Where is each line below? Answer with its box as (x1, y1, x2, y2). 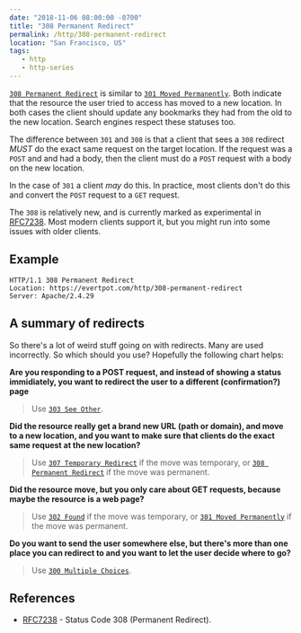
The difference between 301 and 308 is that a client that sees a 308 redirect (9, 134, 285, 145)
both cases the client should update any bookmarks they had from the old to (9, 107, 292, 118)
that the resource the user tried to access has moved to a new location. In (9, 97, 282, 108)
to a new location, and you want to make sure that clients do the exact (9, 430, 276, 441)
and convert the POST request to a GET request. (9, 189, 180, 200)
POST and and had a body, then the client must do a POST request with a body (9, 153, 292, 163)
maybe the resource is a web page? (9, 493, 145, 504)
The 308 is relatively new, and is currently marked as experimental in (9, 207, 262, 217)
